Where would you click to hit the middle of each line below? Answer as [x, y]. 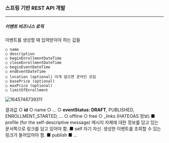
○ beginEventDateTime [28, 67]
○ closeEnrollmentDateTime [33, 63]
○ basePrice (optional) [30, 82]
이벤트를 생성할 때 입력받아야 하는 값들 [43, 40]
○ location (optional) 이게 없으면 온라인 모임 [51, 77]
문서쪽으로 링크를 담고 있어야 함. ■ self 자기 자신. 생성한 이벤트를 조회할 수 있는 [83, 129]
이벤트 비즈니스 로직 [25, 26]
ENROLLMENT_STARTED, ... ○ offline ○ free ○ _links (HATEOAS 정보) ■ [80, 116]
